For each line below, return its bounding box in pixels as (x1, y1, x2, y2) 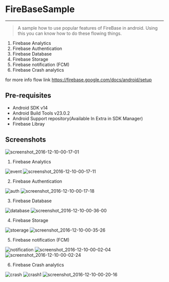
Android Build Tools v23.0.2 (12, 110, 70, 116)
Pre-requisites (5, 91, 51, 100)
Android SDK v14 (12, 104, 48, 110)
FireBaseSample (5, 4, 75, 15)
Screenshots (5, 135, 46, 144)
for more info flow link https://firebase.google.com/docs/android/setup (5, 77, 152, 83)
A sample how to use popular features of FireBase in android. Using (17, 25, 158, 31)
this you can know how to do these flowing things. (17, 30, 122, 36)
